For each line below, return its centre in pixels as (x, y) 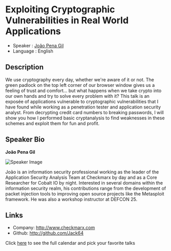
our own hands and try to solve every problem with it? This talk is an (78, 96)
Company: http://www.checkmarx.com (54, 228)
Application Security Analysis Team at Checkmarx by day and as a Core (81, 177)
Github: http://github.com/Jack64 (48, 233)
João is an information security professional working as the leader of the (82, 172)
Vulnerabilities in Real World (67, 20)
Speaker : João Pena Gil (38, 45)
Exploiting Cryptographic (60, 10)
